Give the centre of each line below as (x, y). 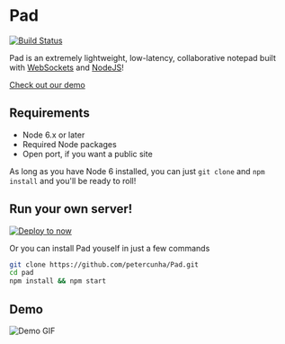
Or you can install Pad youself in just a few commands (110, 248)
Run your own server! (71, 209)
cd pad (22, 273)
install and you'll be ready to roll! (73, 181)
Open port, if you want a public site (87, 154)
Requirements (49, 113)
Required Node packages (69, 144)
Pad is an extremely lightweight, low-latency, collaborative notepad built (143, 57)
